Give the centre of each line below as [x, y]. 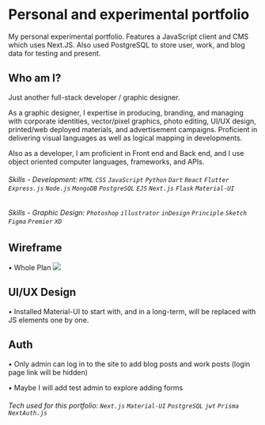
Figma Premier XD [35, 222]
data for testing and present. [55, 53]
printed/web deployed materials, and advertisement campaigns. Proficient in [133, 129]
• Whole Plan [30, 268]
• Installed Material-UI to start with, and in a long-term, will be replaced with [132, 311]
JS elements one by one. [49, 320]
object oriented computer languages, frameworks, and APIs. [106, 161]
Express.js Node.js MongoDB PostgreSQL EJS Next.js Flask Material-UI [121, 189]
